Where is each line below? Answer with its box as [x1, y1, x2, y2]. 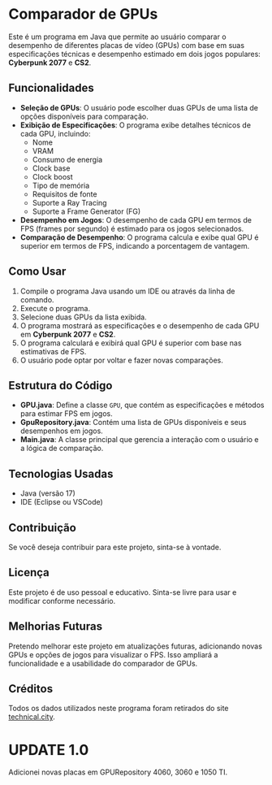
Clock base [32, 163, 71, 173]
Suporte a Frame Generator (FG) [32, 206, 141, 216]
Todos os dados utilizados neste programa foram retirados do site [8, 704, 229, 713]
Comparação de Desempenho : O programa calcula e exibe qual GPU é [19, 232, 259, 242]
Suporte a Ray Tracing [32, 197, 107, 207]
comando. [19, 294, 54, 305]
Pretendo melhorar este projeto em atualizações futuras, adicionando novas [8, 641, 262, 651]
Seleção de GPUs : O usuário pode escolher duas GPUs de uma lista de [19, 102, 258, 112]
